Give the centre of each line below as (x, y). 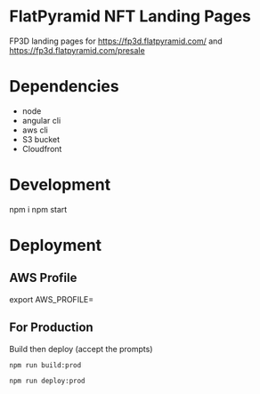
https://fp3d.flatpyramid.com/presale (77, 50)
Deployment (56, 245)
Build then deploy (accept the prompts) (81, 349)
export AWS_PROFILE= (52, 299)
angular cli (41, 120)
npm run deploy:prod (48, 381)
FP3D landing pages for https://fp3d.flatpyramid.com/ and (116, 41)
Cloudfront (42, 149)
